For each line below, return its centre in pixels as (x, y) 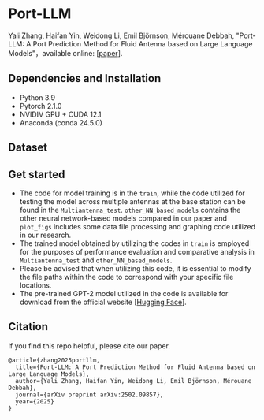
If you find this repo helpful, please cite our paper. (89, 346)
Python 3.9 (37, 97)
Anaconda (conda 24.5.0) (61, 122)
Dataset (28, 148)
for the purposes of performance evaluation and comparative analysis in (137, 251)
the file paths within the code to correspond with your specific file (126, 277)
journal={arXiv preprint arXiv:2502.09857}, (89, 395)
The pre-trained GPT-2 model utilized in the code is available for (124, 293)
